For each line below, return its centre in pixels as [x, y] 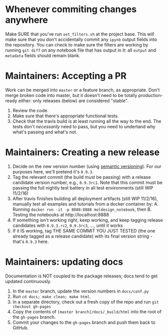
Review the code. [30, 110]
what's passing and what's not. [45, 132]
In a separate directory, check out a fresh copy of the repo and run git [86, 302]
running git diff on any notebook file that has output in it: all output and [81, 50]
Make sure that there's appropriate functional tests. [66, 116]
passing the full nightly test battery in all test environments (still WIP [83, 187]
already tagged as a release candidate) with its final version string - [82, 236]
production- [151, 95]
